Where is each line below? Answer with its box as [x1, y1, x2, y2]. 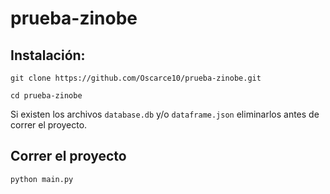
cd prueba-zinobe [10, 91, 83, 101]
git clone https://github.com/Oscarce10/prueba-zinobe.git [10, 73, 262, 83]
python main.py [10, 174, 74, 184]
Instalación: [10, 47, 86, 64]
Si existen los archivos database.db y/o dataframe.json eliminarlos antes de [10, 108, 320, 120]
